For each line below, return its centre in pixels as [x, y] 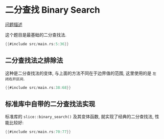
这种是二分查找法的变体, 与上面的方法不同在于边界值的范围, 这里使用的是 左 [81, 73]
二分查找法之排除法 [34, 61]
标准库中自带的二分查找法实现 [50, 104]
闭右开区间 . [15, 79]
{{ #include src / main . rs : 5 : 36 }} [37, 44]
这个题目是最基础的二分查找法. [36, 35]
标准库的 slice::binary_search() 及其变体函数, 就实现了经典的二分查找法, [80, 117]
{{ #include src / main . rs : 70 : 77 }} [38, 132]
